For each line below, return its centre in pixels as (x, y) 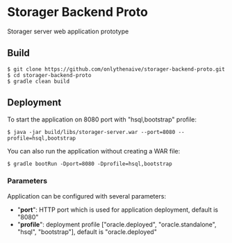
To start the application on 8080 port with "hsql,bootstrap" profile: (102, 119)
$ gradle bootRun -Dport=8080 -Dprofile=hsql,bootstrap (90, 164)
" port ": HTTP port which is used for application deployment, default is (118, 210)
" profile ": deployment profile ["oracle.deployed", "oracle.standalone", (117, 224)
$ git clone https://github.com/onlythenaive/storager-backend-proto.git (116, 69)
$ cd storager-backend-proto (49, 75)
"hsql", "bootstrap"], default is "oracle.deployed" (87, 232)
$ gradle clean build (39, 81)
